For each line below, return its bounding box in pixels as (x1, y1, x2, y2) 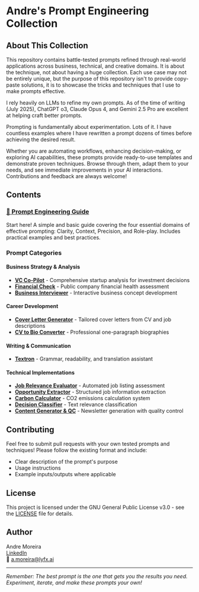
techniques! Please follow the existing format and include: (6, 447, 147, 454)
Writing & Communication (6, 342, 71, 349)
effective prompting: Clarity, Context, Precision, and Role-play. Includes (6, 227, 181, 235)
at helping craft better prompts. (6, 112, 83, 119)
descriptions (14, 322, 46, 330)
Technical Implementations (6, 369, 75, 376)
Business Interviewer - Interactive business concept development (14, 289, 178, 296)
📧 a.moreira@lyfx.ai (6, 555, 54, 562)
